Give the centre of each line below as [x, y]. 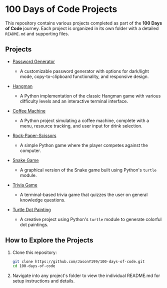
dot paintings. [34, 224]
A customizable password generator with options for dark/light [84, 71]
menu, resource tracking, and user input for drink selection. [81, 125]
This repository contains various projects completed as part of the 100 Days [84, 23]
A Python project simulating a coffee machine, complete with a [84, 120]
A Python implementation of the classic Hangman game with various [90, 95]
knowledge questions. [43, 200]
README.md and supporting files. [37, 33]
